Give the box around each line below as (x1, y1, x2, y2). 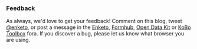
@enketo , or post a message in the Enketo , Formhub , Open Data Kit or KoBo (6, 24, 191, 31)
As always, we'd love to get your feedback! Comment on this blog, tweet (6, 18, 182, 25)
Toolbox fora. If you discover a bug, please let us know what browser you (6, 30, 185, 37)
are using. (6, 37, 31, 44)
